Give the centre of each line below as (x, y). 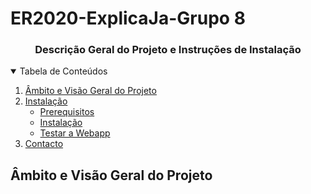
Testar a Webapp (75, 133)
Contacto (44, 144)
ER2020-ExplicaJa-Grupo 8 (128, 18)
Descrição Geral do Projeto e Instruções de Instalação (168, 50)
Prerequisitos (67, 112)
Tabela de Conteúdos (63, 71)
